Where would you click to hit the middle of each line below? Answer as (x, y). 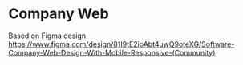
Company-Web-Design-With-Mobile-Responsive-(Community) (112, 52)
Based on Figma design (47, 36)
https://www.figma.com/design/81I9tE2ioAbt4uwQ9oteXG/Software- (121, 44)
